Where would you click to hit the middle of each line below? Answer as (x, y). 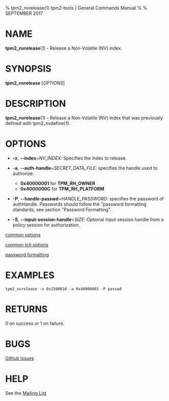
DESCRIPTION (36, 104)
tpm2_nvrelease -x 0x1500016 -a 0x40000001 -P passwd (64, 289)
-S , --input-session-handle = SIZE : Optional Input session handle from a (88, 219)
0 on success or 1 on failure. (35, 323)
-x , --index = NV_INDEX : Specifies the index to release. (70, 158)
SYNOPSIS (29, 69)
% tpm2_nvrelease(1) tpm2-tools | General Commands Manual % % (76, 8)
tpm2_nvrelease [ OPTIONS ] (35, 83)
